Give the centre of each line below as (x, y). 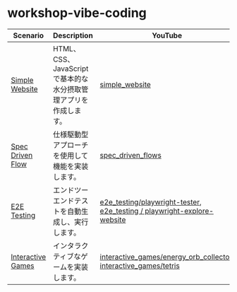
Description (73, 35)
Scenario (29, 35)
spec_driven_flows (131, 155)
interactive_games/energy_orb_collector (166, 257)
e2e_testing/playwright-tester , (151, 202)
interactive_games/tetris (140, 265)
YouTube (167, 35)
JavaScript (71, 69)
